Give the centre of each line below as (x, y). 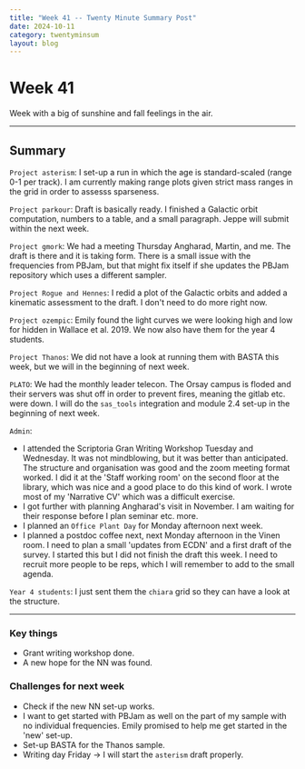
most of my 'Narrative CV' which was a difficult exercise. (129, 497)
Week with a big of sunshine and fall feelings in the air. (111, 114)
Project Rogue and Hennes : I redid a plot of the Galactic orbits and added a (148, 293)
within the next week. (49, 229)
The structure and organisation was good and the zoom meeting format (156, 468)
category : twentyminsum (54, 35)
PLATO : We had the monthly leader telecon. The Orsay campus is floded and (151, 384)
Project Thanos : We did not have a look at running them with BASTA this (144, 357)
